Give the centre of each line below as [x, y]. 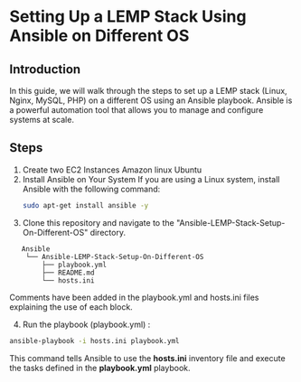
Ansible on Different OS [99, 36]
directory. [108, 232]
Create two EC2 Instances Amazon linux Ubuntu [112, 170]
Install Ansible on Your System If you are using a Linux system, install [151, 179]
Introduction [45, 69]
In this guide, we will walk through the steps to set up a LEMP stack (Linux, [148, 91]
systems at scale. [42, 120]
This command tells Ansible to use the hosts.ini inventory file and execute [148, 358]
